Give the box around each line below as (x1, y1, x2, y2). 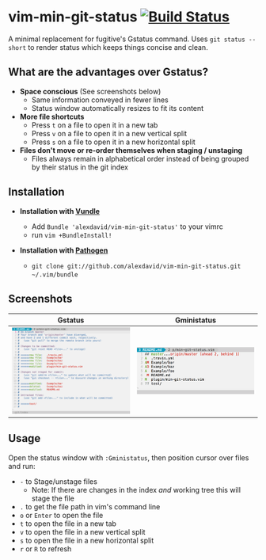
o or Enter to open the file (19, 510, 104, 520)
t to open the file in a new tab (19, 519, 117, 528)
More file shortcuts (19, 112, 85, 121)
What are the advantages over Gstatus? (8, 66, 209, 79)
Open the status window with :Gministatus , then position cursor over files (8, 452, 249, 463)
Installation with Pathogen (19, 246, 108, 255)
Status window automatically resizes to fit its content (31, 103, 204, 112)
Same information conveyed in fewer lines (31, 95, 169, 105)
